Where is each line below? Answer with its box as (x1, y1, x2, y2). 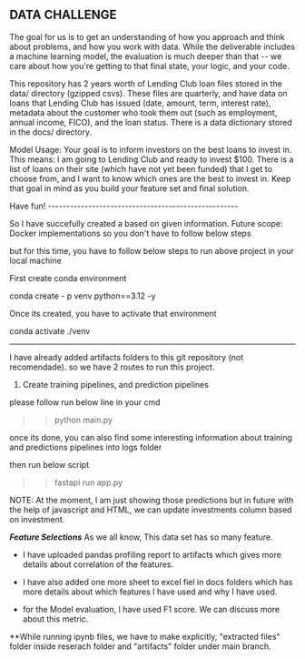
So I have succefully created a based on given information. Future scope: (9, 218, 283, 228)
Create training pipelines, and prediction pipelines (22, 379, 209, 390)
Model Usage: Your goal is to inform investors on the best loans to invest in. (9, 144, 292, 155)
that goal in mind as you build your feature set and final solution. (9, 182, 250, 194)
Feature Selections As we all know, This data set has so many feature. (9, 532, 273, 542)
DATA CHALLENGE (9, 7, 117, 23)
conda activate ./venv (9, 325, 91, 336)
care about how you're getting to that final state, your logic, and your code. (9, 60, 290, 71)
